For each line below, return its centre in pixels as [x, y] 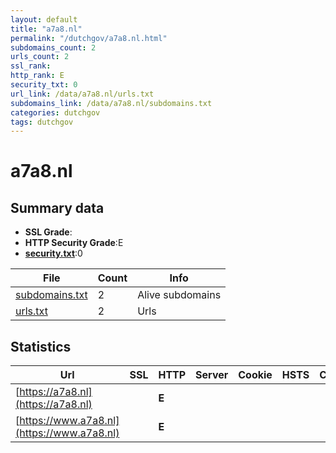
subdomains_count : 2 [53, 47]
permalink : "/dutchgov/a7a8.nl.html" [89, 38]
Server [212, 375]
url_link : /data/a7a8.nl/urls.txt [82, 94]
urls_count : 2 [40, 57]
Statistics [41, 346]
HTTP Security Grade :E [74, 243]
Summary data [57, 207]
